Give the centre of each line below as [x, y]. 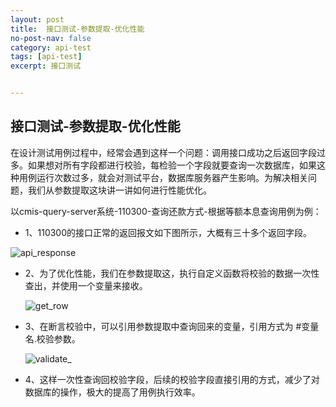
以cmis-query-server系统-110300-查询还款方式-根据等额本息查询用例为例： [166, 211]
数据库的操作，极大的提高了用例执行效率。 [112, 392]
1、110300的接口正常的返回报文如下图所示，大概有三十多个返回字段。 [168, 232]
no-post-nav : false [51, 38]
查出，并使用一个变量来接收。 [86, 285]
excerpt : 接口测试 [46, 66]
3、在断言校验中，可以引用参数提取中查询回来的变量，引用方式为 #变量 [172, 326]
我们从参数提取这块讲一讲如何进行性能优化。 [119, 190]
